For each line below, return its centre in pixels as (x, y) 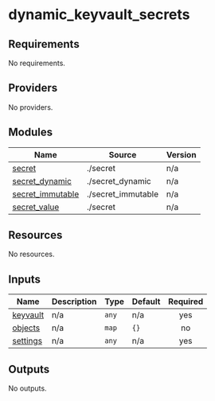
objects (26, 328)
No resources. (31, 254)
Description (74, 302)
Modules (31, 132)
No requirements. (37, 63)
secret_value (36, 207)
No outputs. (27, 388)
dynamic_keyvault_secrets (99, 15)
